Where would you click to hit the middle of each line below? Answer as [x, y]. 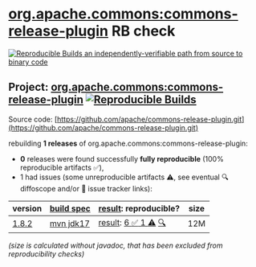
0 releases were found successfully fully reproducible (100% [122, 158]
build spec [70, 208]
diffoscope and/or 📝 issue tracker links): [86, 188]
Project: [28, 87]
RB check [143, 31]
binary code [28, 62]
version [27, 208]
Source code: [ [33, 119]
